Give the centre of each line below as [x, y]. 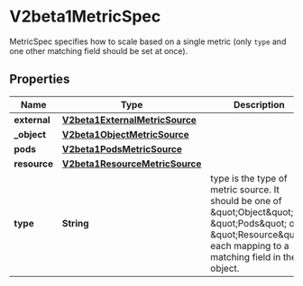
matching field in [246, 256]
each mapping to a [250, 246]
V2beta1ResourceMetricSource [132, 164]
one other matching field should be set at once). [99, 50]
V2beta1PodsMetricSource [122, 148]
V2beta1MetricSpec [85, 17]
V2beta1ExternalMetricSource [129, 120]
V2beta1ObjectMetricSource [125, 134]
